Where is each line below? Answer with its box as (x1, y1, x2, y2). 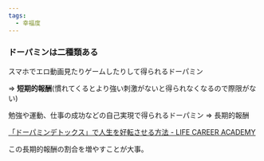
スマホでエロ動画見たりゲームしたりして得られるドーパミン (8, 66, 203, 76)
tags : (8, 11, 26, 20)
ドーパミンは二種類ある (8, 47, 98, 58)
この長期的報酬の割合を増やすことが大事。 (8, 144, 148, 154)
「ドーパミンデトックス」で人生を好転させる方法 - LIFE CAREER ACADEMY (8, 127, 256, 136)
